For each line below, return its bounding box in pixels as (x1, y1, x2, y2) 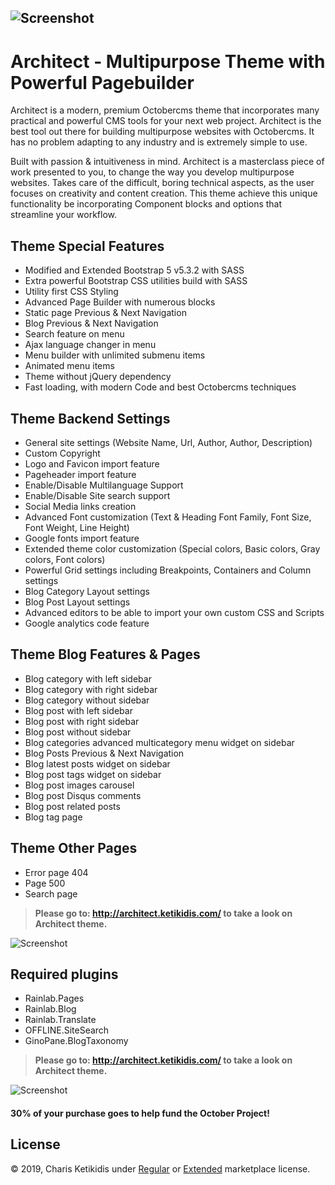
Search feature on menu (24, 328, 125, 340)
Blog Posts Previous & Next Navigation (24, 747, 185, 759)
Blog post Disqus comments (24, 789, 142, 801)
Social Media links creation (24, 500, 137, 512)
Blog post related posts (24, 800, 121, 812)
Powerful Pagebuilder (10, 71, 195, 94)
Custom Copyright (24, 447, 101, 459)
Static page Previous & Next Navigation (24, 307, 187, 319)
